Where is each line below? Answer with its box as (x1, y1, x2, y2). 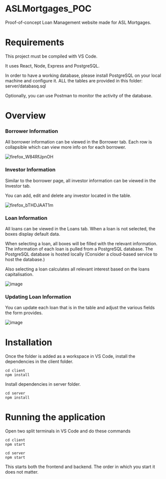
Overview (5, 110, 46, 122)
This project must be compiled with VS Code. (5, 53, 98, 59)
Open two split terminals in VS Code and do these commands (5, 428, 131, 434)
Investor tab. (5, 183, 31, 189)
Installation (5, 337, 53, 348)
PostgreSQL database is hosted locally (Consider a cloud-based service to (5, 251, 158, 257)
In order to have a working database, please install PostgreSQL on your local (5, 72, 162, 78)
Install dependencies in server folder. (5, 381, 81, 387)
